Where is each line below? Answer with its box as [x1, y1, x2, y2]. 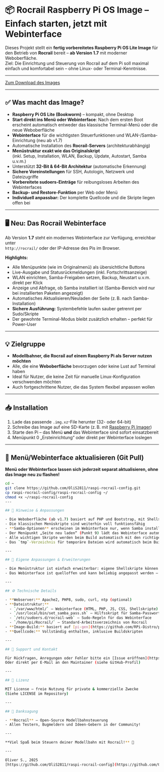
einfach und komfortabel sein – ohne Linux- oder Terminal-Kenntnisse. [5, 65, 147, 71]
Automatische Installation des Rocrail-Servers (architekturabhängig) [12, 142, 150, 148]
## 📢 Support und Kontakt [5, 647, 58, 652]
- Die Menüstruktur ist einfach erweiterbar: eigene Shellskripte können [5, 566, 159, 571]
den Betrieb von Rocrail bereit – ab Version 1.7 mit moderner [5, 50, 127, 56]
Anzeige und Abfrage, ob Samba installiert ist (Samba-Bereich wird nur [12, 285, 155, 291]
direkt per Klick [12, 280, 43, 285]
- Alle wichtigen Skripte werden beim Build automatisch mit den [5, 535, 141, 540]
